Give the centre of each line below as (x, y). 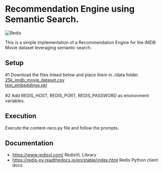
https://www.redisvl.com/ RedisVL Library (54, 155)
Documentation (29, 143)
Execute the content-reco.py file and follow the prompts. (62, 128)
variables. (15, 101)
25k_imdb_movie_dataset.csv (35, 80)
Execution (21, 116)
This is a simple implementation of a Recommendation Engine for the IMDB (80, 42)
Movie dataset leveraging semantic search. (48, 47)
